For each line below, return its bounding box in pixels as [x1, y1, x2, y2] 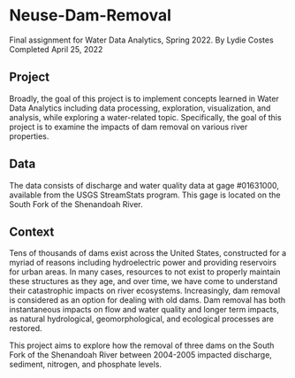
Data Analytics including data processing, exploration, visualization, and [9, 103, 271, 113]
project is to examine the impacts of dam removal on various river [9, 121, 248, 132]
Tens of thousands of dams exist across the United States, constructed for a [9, 248, 287, 258]
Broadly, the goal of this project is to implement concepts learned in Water [9, 93, 280, 104]
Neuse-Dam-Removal [9, 5, 172, 26]
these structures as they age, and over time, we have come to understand [9, 276, 278, 287]
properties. [9, 130, 49, 142]
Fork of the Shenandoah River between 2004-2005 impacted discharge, [9, 350, 272, 360]
